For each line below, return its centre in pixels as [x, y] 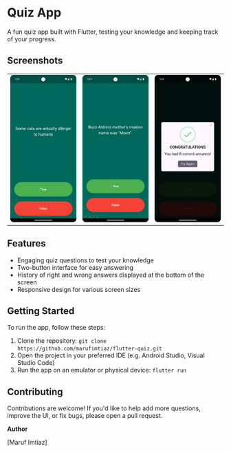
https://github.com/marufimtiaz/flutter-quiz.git [90, 349]
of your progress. [32, 39]
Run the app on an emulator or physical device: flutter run [102, 370]
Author [18, 429]
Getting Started [41, 311]
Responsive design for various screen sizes [79, 289]
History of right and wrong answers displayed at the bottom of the [111, 275]
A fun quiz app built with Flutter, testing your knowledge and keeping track [113, 32]
